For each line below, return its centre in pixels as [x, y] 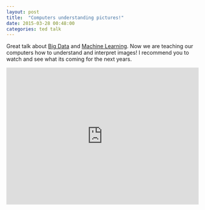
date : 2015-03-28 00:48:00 [41, 23]
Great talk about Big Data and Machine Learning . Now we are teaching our [100, 46]
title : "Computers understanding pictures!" [65, 18]
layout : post [23, 12]
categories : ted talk [34, 29]
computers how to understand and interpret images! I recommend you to [98, 53]
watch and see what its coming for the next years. [69, 59]
